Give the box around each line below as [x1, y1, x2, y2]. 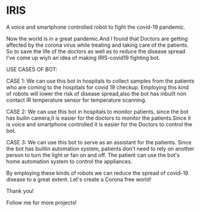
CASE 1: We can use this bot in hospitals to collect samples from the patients [6, 77, 195, 84]
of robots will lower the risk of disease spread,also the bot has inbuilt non [6, 90, 187, 97]
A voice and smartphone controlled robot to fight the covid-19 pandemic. [6, 23, 186, 31]
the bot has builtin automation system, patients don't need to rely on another [6, 145, 195, 152]
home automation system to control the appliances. [6, 158, 133, 165]
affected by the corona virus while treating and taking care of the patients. [6, 41, 189, 49]
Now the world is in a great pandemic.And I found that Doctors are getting [6, 35, 188, 42]
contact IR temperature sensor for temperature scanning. [6, 96, 147, 104]
